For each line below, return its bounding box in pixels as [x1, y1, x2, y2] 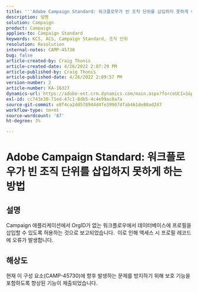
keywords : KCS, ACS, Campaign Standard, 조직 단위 [6, 36, 128, 42]
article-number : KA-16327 [6, 85, 70, 91]
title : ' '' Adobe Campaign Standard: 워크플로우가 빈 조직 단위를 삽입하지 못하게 [6, 8, 189, 15]
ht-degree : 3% [6, 118, 41, 124]
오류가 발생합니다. [12, 237, 54, 244]
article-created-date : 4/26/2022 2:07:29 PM [6, 63, 117, 69]
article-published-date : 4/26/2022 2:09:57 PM [6, 74, 123, 80]
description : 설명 [6, 14, 49, 20]
